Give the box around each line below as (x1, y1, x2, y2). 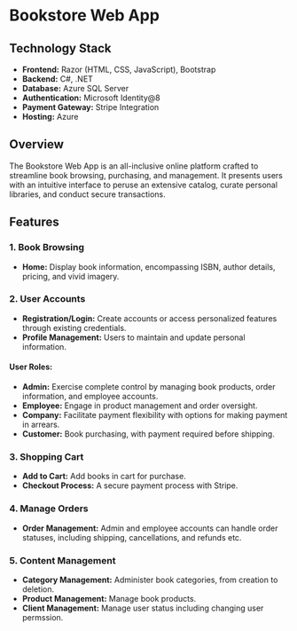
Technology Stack (9, 41, 112, 56)
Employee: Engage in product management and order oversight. (21, 400, 258, 411)
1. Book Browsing (9, 241, 85, 254)
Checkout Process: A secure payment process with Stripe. (21, 480, 238, 491)
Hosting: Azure (21, 112, 79, 122)
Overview (9, 137, 65, 152)
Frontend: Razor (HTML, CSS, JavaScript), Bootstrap (21, 64, 216, 75)
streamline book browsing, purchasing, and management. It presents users (9, 170, 284, 180)
